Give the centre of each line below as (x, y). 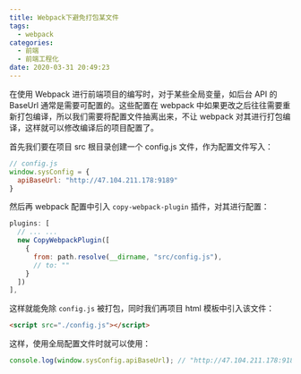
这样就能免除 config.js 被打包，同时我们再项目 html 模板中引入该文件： (142, 309)
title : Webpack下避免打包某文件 (64, 17)
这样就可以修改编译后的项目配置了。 (91, 127)
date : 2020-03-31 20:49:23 (60, 68)
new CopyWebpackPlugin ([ (64, 241)
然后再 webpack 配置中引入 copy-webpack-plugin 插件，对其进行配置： (139, 207)
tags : (19, 26)
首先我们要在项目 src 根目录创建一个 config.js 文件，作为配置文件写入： (141, 146)
